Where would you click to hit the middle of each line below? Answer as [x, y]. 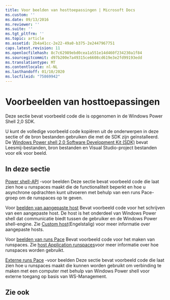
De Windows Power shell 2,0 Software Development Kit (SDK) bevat [77, 142]
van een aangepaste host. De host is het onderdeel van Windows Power [81, 213]
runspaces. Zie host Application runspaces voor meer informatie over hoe [82, 245]
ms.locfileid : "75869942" [33, 77]
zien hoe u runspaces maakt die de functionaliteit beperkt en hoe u [76, 187]
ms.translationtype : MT [31, 62]
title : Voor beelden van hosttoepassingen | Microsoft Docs [70, 10]
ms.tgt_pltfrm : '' [25, 34]
